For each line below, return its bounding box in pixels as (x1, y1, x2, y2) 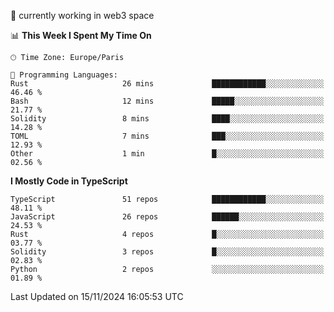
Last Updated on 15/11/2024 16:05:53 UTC (10, 291, 184, 302)
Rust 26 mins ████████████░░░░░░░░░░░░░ (10, 79, 325, 89)
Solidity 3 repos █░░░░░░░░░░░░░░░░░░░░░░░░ (10, 247, 325, 257)
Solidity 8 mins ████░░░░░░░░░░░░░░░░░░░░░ (10, 114, 325, 124)
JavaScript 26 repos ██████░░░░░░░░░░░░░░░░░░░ (10, 212, 325, 222)
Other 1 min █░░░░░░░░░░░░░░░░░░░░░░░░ (10, 149, 325, 159)
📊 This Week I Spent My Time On (10, 30, 152, 41)
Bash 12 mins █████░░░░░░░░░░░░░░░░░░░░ (10, 96, 325, 106)
